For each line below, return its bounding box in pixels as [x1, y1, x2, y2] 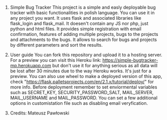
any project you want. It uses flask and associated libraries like [10, 15, 142, 21]
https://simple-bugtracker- [102, 57, 158, 63]
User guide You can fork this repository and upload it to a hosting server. [10, 52, 162, 58]
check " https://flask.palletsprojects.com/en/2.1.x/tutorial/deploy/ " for [10, 78, 154, 85]
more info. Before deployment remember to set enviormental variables [10, 84, 157, 90]
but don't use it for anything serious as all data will [52, 63, 158, 68]
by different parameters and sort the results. [10, 42, 103, 48]
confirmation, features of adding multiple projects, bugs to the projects [10, 31, 158, 37]
